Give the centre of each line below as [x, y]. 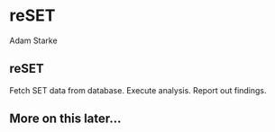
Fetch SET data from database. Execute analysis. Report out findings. [138, 90]
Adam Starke [33, 40]
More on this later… [65, 119]
